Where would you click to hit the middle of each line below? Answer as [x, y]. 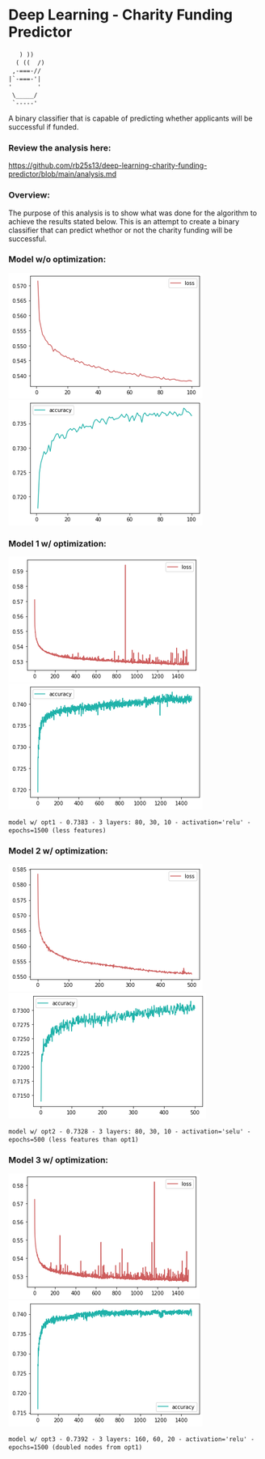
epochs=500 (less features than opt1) [74, 1140]
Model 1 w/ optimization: [57, 543]
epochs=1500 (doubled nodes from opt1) [76, 1447]
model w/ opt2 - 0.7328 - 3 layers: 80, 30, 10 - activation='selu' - [130, 1132]
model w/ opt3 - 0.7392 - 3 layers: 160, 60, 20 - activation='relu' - [131, 1439]
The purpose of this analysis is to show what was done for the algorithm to [132, 213]
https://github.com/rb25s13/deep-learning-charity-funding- [108, 166]
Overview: [29, 195]
